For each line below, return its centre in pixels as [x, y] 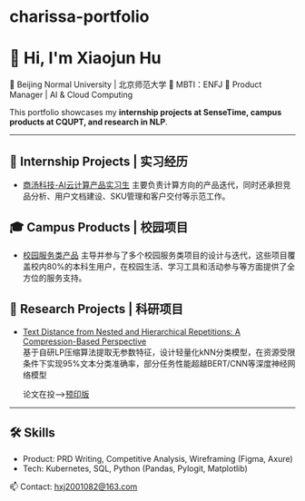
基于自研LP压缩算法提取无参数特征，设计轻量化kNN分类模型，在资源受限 [159, 352]
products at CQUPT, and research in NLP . [89, 122]
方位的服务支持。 [54, 278]
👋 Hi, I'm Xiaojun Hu [85, 59]
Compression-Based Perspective [84, 341]
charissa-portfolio [79, 17]
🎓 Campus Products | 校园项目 [99, 227]
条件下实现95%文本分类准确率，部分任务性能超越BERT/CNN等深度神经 [155, 363]
